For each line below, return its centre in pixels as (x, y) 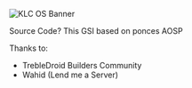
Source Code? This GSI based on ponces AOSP (96, 31)
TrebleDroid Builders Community (82, 65)
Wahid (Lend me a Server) (70, 75)
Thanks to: (29, 48)
